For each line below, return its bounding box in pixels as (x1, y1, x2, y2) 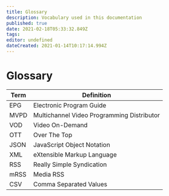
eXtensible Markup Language (33, 150, 117, 158)
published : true (6, 20, 47, 26)
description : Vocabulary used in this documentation (6, 15, 142, 21)
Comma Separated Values (33, 180, 108, 188)
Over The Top (33, 130, 73, 139)
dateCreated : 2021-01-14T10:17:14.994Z (6, 43, 107, 49)
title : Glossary (6, 8, 47, 15)
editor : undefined (6, 37, 53, 43)
